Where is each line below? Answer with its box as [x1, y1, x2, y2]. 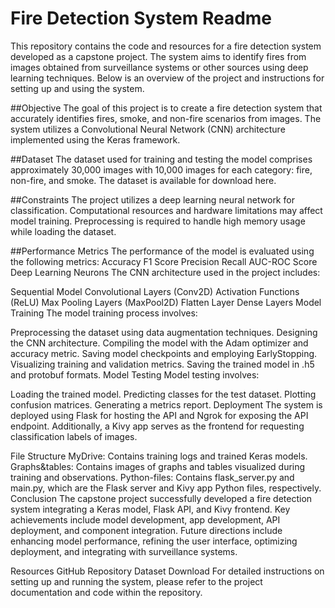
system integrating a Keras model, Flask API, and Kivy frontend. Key [10, 503, 291, 515]
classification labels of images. [10, 430, 138, 442]
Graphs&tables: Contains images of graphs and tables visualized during [10, 460, 306, 472]
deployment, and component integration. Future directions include [10, 524, 283, 536]
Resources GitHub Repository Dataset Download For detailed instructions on [10, 565, 325, 577]
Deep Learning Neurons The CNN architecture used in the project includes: [10, 266, 321, 278]
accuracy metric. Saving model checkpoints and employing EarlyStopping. [10, 347, 318, 359]
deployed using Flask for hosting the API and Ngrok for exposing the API [10, 409, 309, 421]
